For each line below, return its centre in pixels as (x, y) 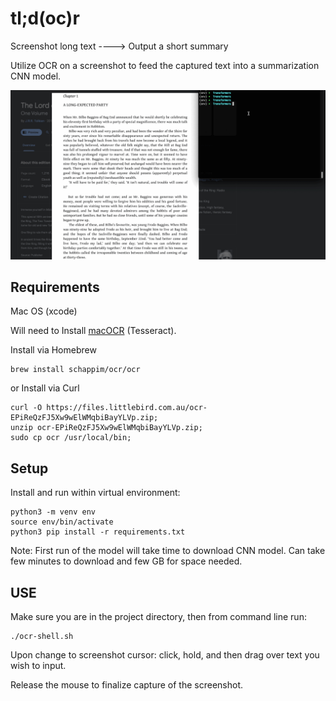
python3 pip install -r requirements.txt (98, 532)
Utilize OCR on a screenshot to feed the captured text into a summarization (165, 65)
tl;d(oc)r (45, 18)
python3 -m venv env (53, 512)
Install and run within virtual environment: (95, 493)
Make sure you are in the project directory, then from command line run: (158, 617)
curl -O (26, 408)
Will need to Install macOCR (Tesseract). (93, 331)
